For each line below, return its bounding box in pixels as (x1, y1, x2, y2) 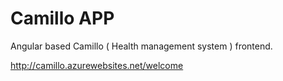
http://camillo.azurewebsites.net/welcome (10, 59, 184, 71)
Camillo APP (10, 7, 115, 30)
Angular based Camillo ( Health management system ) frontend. (10, 40, 273, 52)
